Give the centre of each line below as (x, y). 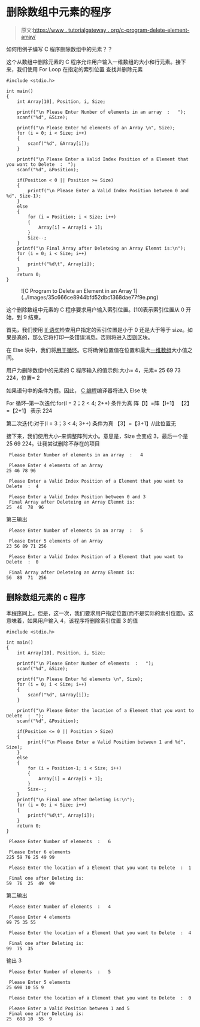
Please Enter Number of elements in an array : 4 (76, 455)
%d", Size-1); (24, 196)
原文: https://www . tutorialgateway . (65, 30)
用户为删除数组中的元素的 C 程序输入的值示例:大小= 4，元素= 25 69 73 (93, 370)
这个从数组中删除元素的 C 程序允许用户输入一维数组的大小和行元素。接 (94, 62)
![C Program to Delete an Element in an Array (77, 290)
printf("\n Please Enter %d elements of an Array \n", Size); (96, 128)
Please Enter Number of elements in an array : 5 (76, 531)
